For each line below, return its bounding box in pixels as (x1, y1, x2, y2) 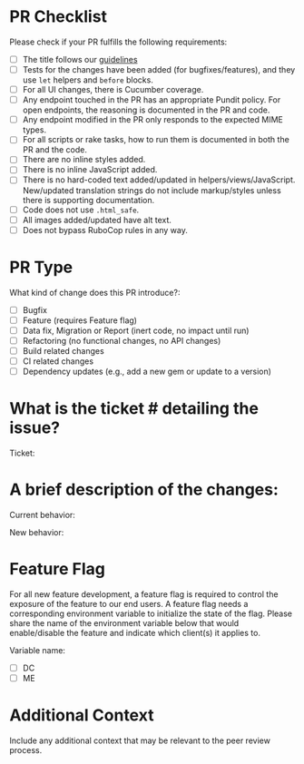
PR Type (9, 257, 74, 278)
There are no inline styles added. (22, 154, 146, 165)
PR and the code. (22, 144, 88, 155)
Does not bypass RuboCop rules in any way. (22, 224, 188, 235)
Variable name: (9, 644, 66, 655)
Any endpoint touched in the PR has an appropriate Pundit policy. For (22, 94, 281, 105)
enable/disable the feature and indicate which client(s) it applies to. (9, 627, 261, 638)
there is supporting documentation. (22, 194, 155, 205)
